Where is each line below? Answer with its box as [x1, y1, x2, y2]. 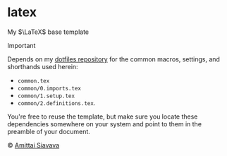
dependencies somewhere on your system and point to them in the [7, 119, 202, 128]
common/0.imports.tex [17, 85, 81, 92]
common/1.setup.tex [17, 92, 75, 100]
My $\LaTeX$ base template [7, 28, 90, 36]
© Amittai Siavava [7, 140, 60, 149]
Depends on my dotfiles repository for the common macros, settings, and [7, 54, 221, 64]
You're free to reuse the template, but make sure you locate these [7, 112, 198, 121]
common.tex [17, 77, 50, 85]
